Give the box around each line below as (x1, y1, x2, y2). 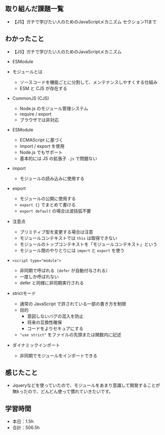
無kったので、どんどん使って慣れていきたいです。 (12, 389, 114, 395)
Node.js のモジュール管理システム (19, 105, 88, 111)
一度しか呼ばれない (19, 274, 59, 279)
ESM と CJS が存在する (19, 85, 68, 91)
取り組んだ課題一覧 (5, 4, 64, 13)
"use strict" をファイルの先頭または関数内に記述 (19, 331, 122, 337)
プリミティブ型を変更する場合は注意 (19, 229, 93, 235)
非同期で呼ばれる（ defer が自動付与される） (19, 267, 110, 273)
